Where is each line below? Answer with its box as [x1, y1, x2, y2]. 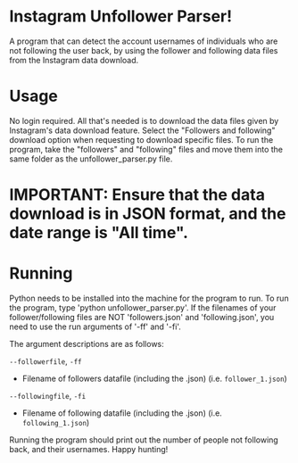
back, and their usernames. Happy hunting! [9, 444, 169, 454]
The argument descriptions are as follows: [9, 339, 165, 349]
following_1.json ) [21, 418, 90, 427]
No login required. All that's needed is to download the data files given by [9, 115, 279, 126]
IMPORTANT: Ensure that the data [9, 185, 266, 205]
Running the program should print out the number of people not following [9, 434, 278, 445]
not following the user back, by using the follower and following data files [9, 45, 278, 55]
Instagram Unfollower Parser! [9, 6, 233, 27]
